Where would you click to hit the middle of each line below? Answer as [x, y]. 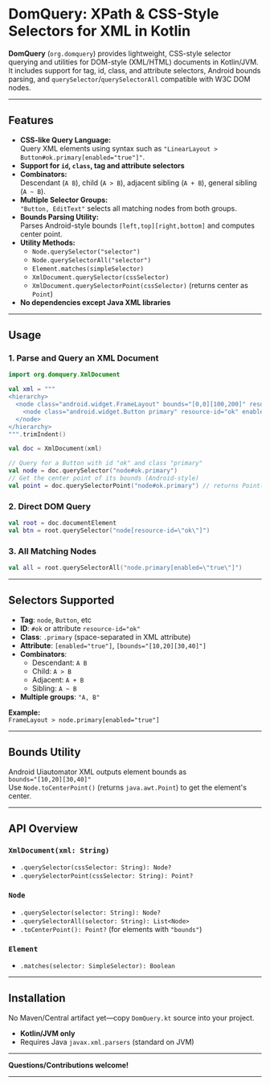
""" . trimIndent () [37, 434]
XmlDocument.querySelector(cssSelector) [100, 277]
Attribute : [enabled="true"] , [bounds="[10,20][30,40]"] [113, 646]
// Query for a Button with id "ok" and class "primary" [106, 464]
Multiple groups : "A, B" [60, 696]
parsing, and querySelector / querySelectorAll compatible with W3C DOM [129, 79]
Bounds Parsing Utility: [59, 217]
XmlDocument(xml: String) [59, 850]
